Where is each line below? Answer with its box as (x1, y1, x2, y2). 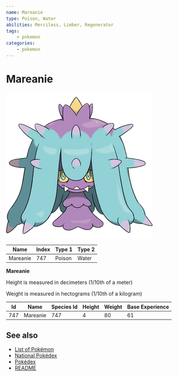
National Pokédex (14, 352, 57, 359)
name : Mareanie (6, 9, 43, 15)
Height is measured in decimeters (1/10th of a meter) (6, 279, 133, 286)
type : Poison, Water (6, 15, 57, 22)
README (14, 365, 37, 372)
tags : (6, 28, 19, 34)
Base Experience (126, 303, 170, 310)
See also (6, 330, 38, 340)
